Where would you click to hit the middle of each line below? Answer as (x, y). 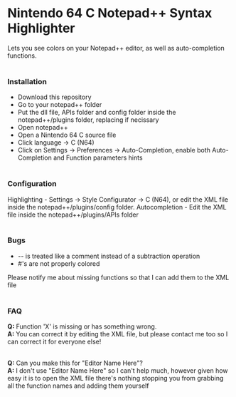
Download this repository (54, 97)
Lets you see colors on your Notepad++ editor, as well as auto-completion (116, 48)
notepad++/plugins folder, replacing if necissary (88, 120)
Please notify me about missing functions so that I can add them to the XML (118, 277)
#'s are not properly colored (59, 263)
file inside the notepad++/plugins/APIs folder (73, 215)
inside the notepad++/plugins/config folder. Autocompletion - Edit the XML (117, 207)
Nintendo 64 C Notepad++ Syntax (110, 13)
